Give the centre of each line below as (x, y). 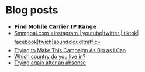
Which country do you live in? (50, 56)
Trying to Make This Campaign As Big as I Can (70, 50)
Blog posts (32, 10)
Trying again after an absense (50, 63)
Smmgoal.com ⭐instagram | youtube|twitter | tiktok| (76, 33)
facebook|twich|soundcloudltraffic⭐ (58, 42)
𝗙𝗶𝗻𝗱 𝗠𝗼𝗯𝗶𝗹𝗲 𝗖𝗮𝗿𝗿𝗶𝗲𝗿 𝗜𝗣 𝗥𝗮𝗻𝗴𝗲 (55, 26)
